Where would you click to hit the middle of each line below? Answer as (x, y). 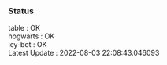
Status (21, 11)
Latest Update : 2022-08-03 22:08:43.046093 (84, 53)
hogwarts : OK (32, 36)
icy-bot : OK (28, 45)
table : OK (24, 28)
